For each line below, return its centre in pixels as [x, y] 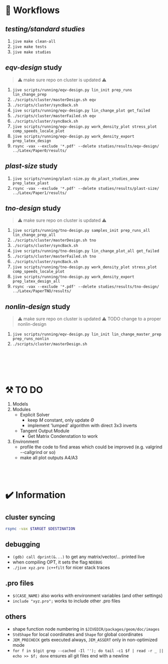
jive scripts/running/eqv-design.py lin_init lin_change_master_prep [87, 335]
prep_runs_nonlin [31, 339]
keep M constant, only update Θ [61, 420]
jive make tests [29, 47]
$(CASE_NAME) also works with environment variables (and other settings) [88, 595]
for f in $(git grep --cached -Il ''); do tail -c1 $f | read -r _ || [88, 651]
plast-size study [31, 166]
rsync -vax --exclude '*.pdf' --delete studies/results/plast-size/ [86, 188]
